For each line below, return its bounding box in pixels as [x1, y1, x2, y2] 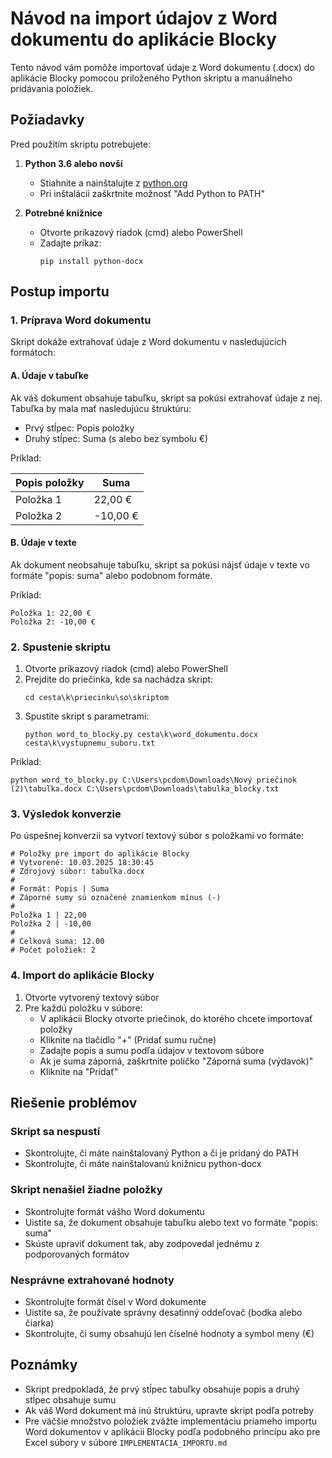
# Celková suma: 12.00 [10, 937, 105, 947]
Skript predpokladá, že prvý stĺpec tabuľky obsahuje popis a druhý [24, 1383, 300, 1395]
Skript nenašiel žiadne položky [10, 1183, 163, 1197]
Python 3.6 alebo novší [24, 157, 123, 169]
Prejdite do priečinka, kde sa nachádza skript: [24, 673, 214, 686]
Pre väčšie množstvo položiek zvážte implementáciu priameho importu [24, 1415, 317, 1427]
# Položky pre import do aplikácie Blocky [10, 849, 190, 859]
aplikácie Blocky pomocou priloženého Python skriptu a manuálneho [10, 72, 293, 84]
